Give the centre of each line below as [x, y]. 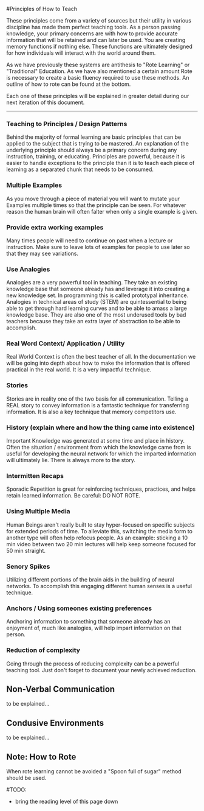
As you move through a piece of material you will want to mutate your [93, 198]
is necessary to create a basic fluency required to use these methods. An [98, 78]
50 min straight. [26, 550]
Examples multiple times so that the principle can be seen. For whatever [96, 205]
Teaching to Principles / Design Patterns [67, 124]
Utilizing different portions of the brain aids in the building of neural [90, 579]
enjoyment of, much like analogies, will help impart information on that [94, 628]
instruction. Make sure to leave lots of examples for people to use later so [98, 247]
